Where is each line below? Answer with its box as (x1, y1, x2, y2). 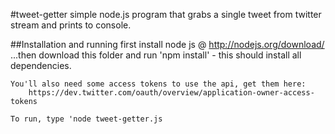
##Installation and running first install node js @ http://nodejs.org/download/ (10, 39, 325, 50)
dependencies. (10, 60, 72, 71)
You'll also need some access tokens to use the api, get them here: (10, 79, 307, 89)
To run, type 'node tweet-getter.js (10, 114, 163, 124)
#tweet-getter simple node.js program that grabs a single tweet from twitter (10, 9, 322, 20)
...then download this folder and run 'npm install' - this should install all (10, 49, 302, 61)
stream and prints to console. (10, 19, 132, 31)
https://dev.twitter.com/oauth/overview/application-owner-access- (28, 88, 315, 98)
